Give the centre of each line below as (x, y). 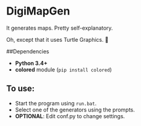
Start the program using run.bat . (56, 103)
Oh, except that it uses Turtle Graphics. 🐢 (57, 39)
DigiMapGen (38, 11)
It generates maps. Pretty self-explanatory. (60, 28)
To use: (21, 89)
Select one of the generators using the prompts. (75, 110)
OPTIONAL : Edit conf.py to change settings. (70, 116)
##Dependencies (28, 51)
